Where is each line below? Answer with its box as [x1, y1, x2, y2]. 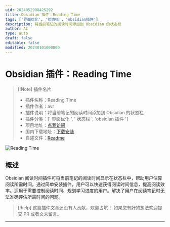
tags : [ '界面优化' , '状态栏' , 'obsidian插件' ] [5, 17, 99, 22]
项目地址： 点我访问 [25, 122, 66, 128]
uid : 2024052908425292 [5, 7, 53, 13]
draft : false [5, 36, 33, 41]
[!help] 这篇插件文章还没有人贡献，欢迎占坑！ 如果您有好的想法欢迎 [17, 205, 158, 211]
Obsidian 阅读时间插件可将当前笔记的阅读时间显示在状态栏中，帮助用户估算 [5, 175, 163, 181]
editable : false [5, 40, 39, 46]
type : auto [5, 31, 28, 36]
